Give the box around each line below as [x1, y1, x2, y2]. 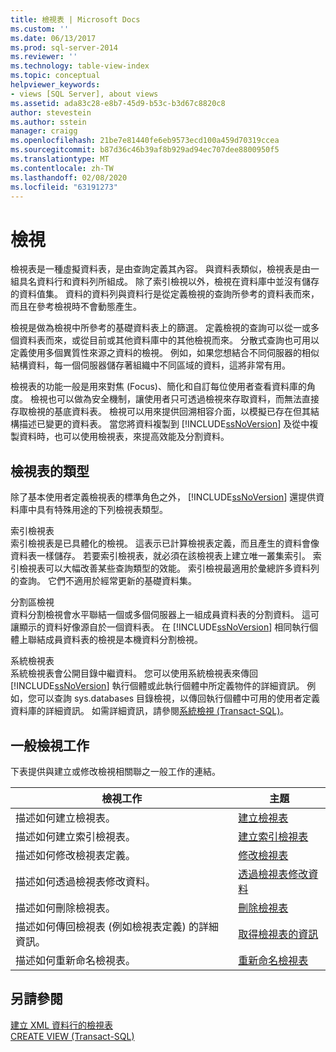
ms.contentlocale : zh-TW [10, 163, 114, 173]
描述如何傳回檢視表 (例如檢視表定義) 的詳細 [15, 919, 220, 933]
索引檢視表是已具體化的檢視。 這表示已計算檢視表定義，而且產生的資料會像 [10, 537, 320, 550]
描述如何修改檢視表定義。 [15, 848, 137, 862]
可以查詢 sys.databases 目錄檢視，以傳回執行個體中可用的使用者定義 [36, 692, 321, 705]
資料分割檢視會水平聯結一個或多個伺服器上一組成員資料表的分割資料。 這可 [10, 609, 320, 621]
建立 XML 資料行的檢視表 [10, 1019, 113, 1031]
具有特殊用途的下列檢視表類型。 [36, 504, 168, 516]
